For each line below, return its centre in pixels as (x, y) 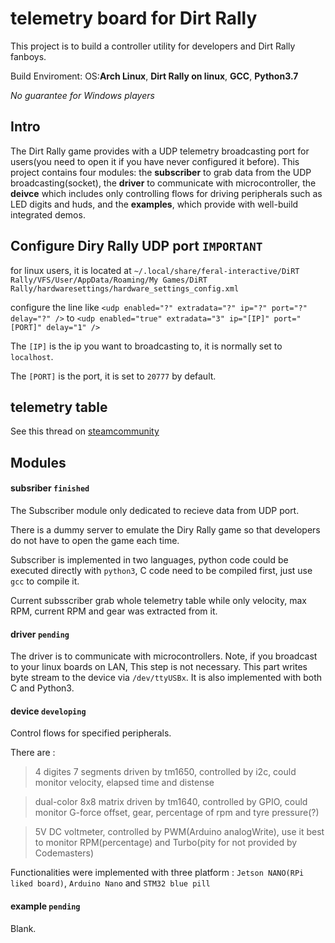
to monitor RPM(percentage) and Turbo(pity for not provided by (166, 843)
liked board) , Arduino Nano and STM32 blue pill (110, 883)
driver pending (40, 634)
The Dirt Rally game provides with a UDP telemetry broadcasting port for (160, 151)
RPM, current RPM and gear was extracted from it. (114, 611)
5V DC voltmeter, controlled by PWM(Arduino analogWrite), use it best (179, 832)
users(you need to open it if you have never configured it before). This (155, 161)
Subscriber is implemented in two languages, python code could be (149, 559)
